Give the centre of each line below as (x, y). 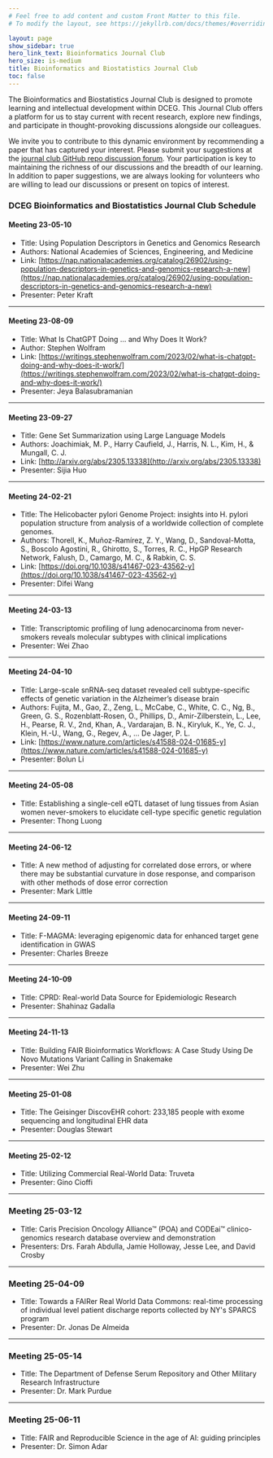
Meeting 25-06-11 (45, 1420)
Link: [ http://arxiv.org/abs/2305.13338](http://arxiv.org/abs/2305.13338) (141, 462)
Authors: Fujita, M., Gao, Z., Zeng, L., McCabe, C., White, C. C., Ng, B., (138, 707)
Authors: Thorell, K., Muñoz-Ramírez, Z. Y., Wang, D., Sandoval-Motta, (138, 540)
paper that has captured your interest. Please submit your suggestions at (130, 149)
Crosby (32, 1254)
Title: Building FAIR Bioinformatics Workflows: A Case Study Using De (136, 1050)
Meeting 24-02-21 (40, 496)
